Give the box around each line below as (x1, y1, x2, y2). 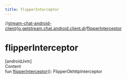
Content (5, 63, 21, 69)
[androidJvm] (5, 58, 32, 64)
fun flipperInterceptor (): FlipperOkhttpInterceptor (5, 68, 102, 74)
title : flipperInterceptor (5, 7, 59, 12)
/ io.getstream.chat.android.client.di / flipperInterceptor (15, 25, 122, 31)
